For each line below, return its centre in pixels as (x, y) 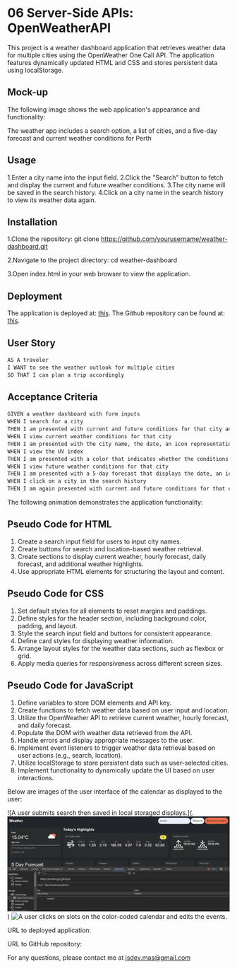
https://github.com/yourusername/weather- (164, 239)
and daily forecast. (44, 725)
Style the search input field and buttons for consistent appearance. (115, 633)
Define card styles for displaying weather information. (96, 640)
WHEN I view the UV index (45, 451)
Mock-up (28, 92)
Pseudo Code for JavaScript (71, 686)
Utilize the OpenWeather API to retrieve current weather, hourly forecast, (123, 717)
